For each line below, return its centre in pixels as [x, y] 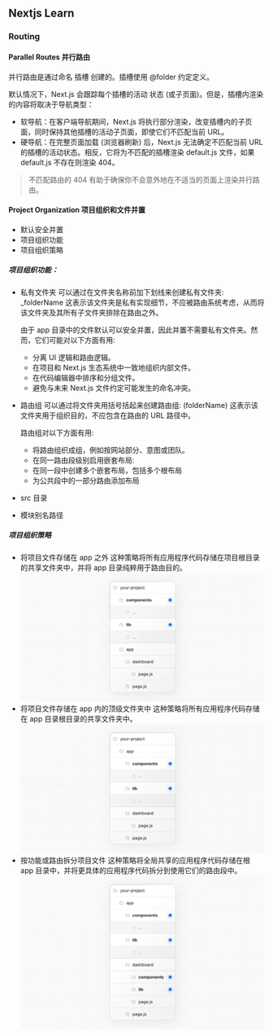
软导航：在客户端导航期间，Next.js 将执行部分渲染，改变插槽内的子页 [136, 121]
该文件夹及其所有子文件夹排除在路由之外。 [91, 312]
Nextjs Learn [41, 13]
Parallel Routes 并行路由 [50, 57]
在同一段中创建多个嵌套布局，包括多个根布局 [107, 470]
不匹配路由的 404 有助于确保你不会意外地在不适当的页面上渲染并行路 [144, 179]
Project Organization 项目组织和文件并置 [77, 210]
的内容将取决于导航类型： [51, 104]
